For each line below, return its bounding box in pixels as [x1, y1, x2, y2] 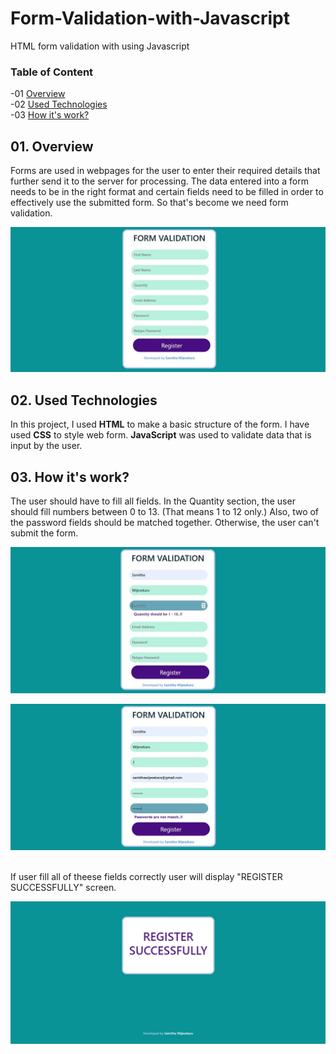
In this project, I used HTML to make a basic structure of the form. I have [10, 418, 310, 431]
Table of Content [10, 65, 94, 79]
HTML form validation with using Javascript [10, 40, 190, 52]
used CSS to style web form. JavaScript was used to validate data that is [10, 429, 312, 441]
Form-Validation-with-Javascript [10, 7, 290, 30]
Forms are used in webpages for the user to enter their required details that [10, 165, 321, 177]
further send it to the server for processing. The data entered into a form [10, 175, 309, 187]
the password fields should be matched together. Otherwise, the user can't [10, 516, 320, 528]
